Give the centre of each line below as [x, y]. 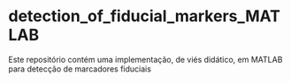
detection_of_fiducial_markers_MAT [144, 16]
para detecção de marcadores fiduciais [80, 69]
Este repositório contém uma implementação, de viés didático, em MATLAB [145, 59]
